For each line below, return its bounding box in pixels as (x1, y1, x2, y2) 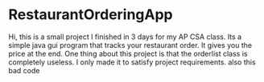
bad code (8, 65, 40, 75)
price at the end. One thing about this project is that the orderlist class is (8, 49, 248, 58)
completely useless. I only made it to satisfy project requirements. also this (8, 57, 256, 67)
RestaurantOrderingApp (8, 6, 173, 24)
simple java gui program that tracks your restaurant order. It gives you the (8, 40, 252, 49)
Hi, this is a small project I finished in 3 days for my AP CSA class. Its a (8, 32, 242, 41)
